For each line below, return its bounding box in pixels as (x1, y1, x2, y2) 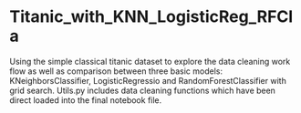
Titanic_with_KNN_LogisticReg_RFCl (9, 6, 294, 27)
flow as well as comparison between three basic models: (9, 66, 223, 77)
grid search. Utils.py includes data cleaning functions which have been (9, 85, 276, 96)
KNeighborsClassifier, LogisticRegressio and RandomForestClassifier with (9, 75, 287, 86)
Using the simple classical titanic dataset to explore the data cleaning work (9, 56, 291, 67)
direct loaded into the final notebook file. (9, 94, 162, 106)
